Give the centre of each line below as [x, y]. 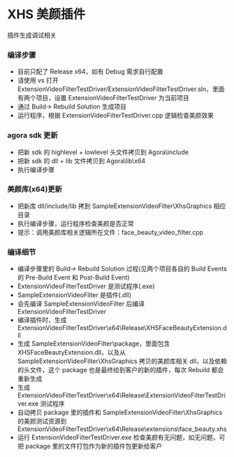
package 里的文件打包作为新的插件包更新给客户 [94, 446]
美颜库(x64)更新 [35, 189]
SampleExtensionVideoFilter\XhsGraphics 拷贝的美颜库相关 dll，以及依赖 [122, 361]
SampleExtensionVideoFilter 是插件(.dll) [74, 295]
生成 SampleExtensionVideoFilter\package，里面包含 [94, 343]
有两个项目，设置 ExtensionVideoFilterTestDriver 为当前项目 [103, 98]
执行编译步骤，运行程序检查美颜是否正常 [75, 223]
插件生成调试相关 [32, 35]
